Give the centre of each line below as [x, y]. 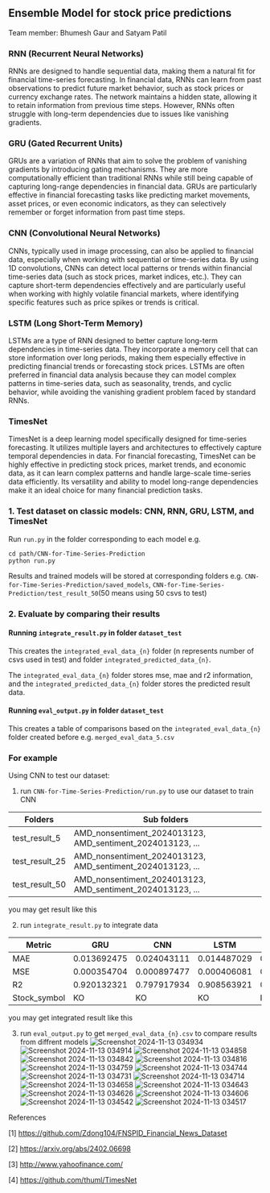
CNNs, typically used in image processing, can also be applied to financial [131, 251]
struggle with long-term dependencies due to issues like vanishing [119, 114]
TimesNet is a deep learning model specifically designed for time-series [128, 439]
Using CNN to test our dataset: [59, 775]
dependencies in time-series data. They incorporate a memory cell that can [133, 349]
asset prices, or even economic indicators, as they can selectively [117, 204]
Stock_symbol [39, 998]
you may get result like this [53, 909]
